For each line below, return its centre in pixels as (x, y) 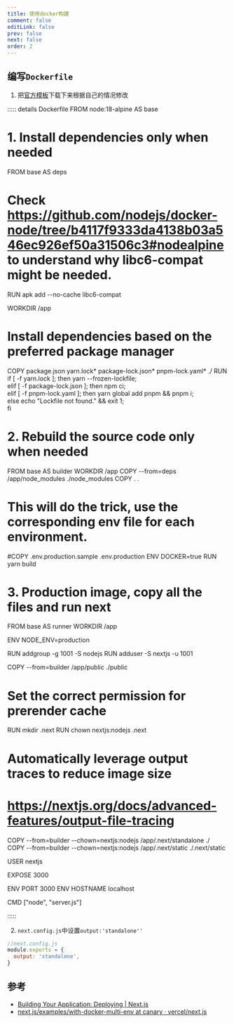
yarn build (22, 564)
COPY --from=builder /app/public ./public (68, 667)
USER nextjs (25, 861)
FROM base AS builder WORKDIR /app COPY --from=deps (92, 471)
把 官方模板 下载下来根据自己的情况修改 (73, 95)
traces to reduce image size (89, 773)
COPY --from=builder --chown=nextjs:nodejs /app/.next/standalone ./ (109, 840)
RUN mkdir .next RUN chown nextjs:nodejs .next (77, 730)
